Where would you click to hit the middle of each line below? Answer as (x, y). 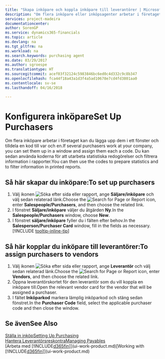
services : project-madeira (33, 19)
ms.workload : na (22, 51)
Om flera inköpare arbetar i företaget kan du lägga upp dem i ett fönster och (82, 141)
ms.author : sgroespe (26, 65)
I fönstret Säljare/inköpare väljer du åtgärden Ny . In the (68, 210)
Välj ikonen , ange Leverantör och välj (81, 266)
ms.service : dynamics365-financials (42, 33)
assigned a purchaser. (35, 292)
